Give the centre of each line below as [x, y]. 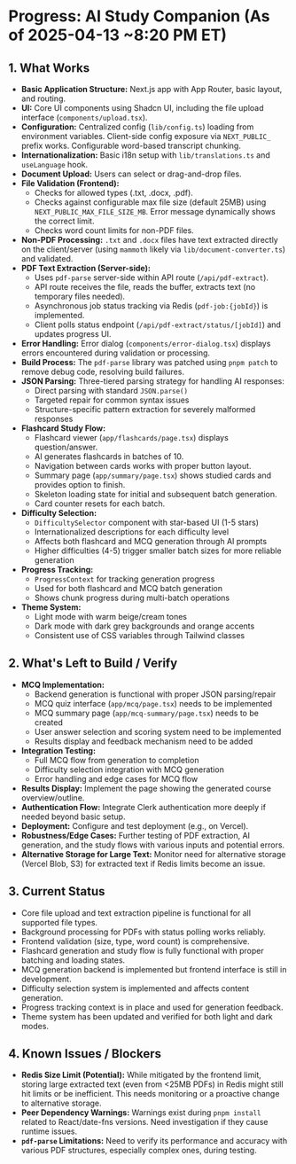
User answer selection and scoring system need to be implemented [158, 731]
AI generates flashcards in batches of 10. [109, 457]
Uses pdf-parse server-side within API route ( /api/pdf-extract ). [152, 277]
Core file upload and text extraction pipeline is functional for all [136, 913]
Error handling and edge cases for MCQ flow [116, 778]
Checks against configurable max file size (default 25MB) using [150, 202]
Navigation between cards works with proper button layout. [143, 466]
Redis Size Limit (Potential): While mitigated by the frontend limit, [141, 1075]
